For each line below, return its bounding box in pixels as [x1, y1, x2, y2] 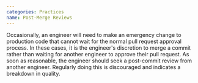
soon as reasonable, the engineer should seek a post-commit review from [6, 57, 193, 64]
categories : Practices [6, 8, 64, 15]
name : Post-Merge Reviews [6, 15, 72, 21]
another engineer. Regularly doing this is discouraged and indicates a [6, 63, 181, 70]
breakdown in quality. [6, 70, 61, 77]
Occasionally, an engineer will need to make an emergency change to [6, 31, 182, 38]
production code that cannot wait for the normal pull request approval [6, 38, 182, 45]
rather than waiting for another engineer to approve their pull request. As [6, 50, 189, 58]
